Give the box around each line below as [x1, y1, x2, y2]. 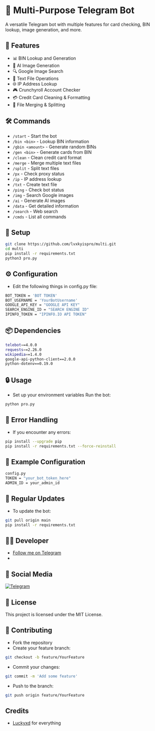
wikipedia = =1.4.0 [5, 352, 42, 357]
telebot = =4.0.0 [5, 342, 37, 347]
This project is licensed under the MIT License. [5, 611, 103, 617]
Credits [5, 706, 29, 715]
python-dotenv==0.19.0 [5, 361, 53, 367]
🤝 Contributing [5, 626, 53, 635]
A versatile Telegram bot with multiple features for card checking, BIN [5, 21, 150, 27]
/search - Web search [12, 208, 58, 214]
